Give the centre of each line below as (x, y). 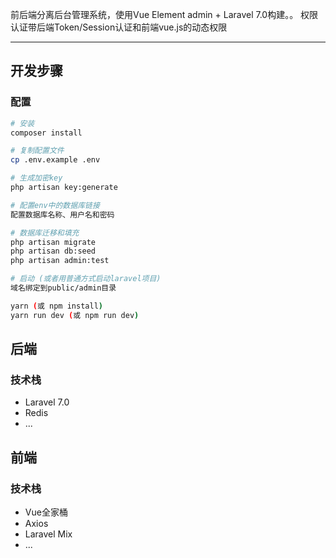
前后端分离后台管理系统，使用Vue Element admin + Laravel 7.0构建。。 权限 (164, 14)
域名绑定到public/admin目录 (63, 288)
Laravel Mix (48, 534)
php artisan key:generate (64, 188)
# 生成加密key (36, 178)
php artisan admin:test (60, 261)
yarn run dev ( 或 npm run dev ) (75, 315)
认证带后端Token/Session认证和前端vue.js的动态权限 (119, 27)
